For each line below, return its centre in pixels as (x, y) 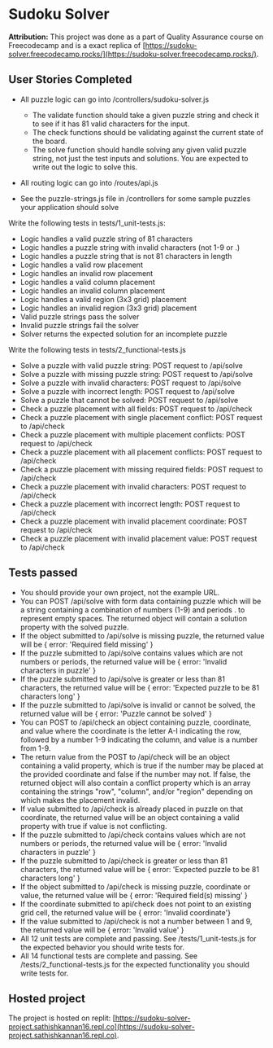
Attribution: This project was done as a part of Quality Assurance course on (136, 37)
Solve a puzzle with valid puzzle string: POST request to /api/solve (132, 365)
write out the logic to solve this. (85, 167)
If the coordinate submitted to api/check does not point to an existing (136, 904)
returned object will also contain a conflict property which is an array (135, 783)
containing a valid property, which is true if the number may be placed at (142, 765)
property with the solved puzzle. (74, 627)
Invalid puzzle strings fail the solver (80, 325)
